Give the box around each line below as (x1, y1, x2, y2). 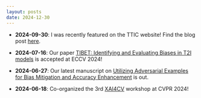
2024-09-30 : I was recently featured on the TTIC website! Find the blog (14, 31, 196, 38)
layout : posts (6, 8, 42, 15)
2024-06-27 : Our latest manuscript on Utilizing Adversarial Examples (14, 67, 189, 74)
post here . (14, 37, 41, 44)
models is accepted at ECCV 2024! (14, 55, 103, 63)
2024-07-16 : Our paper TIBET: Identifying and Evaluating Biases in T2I (14, 49, 192, 56)
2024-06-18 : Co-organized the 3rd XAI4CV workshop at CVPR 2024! (14, 85, 189, 92)
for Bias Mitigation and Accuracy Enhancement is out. (14, 73, 149, 81)
